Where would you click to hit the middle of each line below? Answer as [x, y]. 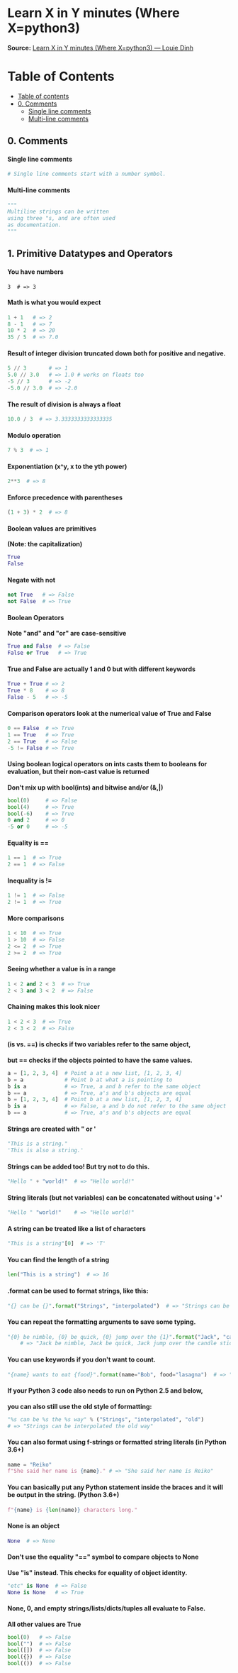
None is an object [34, 1526]
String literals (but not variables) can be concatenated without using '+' [115, 1198]
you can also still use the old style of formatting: [80, 1406]
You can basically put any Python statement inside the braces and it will [115, 1487]
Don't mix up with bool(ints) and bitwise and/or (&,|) [85, 787]
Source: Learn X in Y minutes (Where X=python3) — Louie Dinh [100, 48]
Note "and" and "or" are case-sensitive [67, 634]
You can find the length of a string [58, 1259]
